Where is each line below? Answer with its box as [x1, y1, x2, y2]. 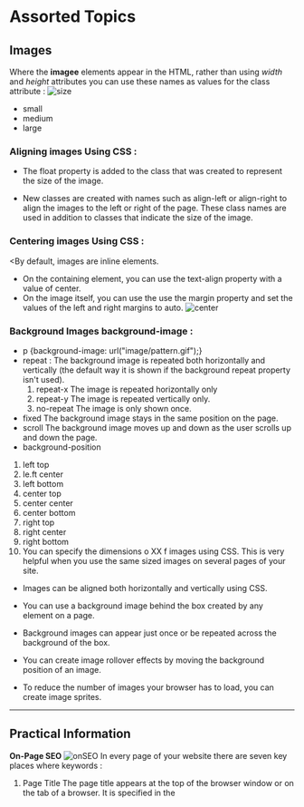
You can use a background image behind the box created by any [22, 600, 264, 611]
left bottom [22, 478, 64, 489]
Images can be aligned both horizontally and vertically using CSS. [22, 582, 268, 593]
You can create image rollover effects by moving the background [22, 655, 265, 666]
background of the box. [22, 637, 110, 647]
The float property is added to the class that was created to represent [22, 166, 283, 177]
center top [22, 488, 62, 499]
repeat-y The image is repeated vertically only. [35, 393, 211, 404]
